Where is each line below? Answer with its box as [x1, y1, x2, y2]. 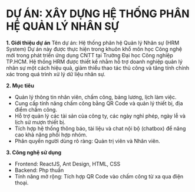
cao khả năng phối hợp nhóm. [14, 131, 87, 138]
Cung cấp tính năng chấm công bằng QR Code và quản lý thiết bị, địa [14, 99, 183, 107]
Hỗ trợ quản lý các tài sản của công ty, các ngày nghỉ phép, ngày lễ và [14, 112, 186, 119]
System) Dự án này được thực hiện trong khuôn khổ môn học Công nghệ [6, 45, 183, 53]
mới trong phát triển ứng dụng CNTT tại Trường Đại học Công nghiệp [6, 51, 174, 58]
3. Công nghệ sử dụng [6, 149, 62, 156]
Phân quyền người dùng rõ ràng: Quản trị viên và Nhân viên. [14, 137, 160, 144]
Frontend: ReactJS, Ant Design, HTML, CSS [14, 160, 121, 167]
